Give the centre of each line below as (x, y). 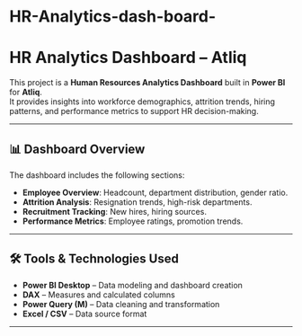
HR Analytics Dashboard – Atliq (128, 58)
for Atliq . (26, 93)
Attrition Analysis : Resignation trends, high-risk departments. (137, 202)
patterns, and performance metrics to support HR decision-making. (134, 111)
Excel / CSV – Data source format (84, 314)
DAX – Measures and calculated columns (98, 295)
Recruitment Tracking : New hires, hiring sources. (114, 211)
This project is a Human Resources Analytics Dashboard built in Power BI (147, 83)
